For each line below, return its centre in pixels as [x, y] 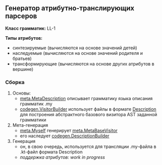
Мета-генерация [30, 125]
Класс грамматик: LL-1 [30, 28]
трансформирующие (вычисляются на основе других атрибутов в [83, 64]
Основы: [21, 93]
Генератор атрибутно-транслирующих [70, 8]
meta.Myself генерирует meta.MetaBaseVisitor [69, 131]
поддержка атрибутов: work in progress [62, 157]
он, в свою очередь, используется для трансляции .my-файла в [88, 147]
